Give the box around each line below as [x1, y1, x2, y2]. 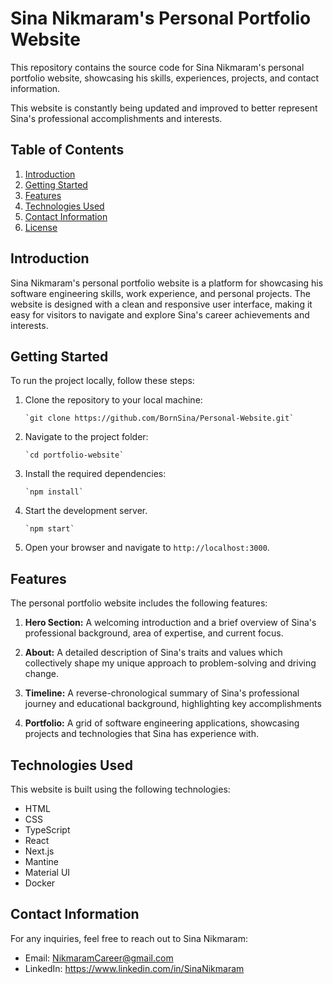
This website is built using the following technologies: [10, 783, 231, 795]
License [24, 221, 58, 233]
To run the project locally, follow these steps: [10, 375, 195, 387]
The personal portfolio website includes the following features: [10, 597, 268, 609]
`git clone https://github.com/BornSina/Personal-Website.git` [24, 413, 295, 424]
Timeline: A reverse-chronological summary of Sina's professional [24, 687, 300, 699]
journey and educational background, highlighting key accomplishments [24, 698, 322, 710]
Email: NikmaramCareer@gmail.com [24, 952, 174, 964]
